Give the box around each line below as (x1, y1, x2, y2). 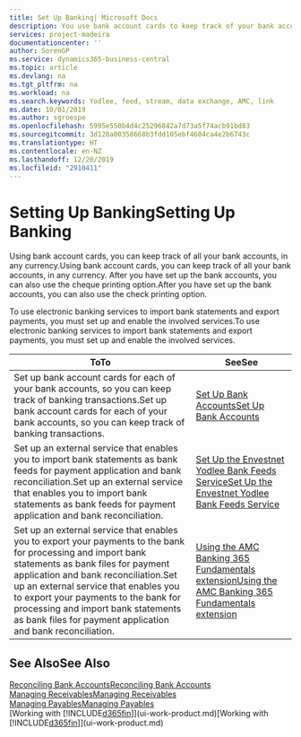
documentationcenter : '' (9, 38, 102, 48)
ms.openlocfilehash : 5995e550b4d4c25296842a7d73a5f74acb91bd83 (9, 122, 251, 131)
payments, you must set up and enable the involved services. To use (9, 316, 260, 327)
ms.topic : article (9, 64, 78, 73)
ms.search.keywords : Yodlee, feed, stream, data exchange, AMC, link (9, 96, 275, 106)
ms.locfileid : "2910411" (9, 163, 102, 172)
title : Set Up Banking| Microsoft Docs (9, 13, 159, 22)
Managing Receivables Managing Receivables (9, 689, 177, 700)
